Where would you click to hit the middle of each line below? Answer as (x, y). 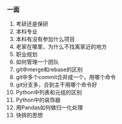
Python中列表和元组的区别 (49, 92)
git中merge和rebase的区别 (49, 70)
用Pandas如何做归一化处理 (49, 108)
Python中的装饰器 (38, 100)
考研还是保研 (32, 24)
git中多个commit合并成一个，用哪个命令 (66, 77)
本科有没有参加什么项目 (45, 39)
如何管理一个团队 (37, 62)
